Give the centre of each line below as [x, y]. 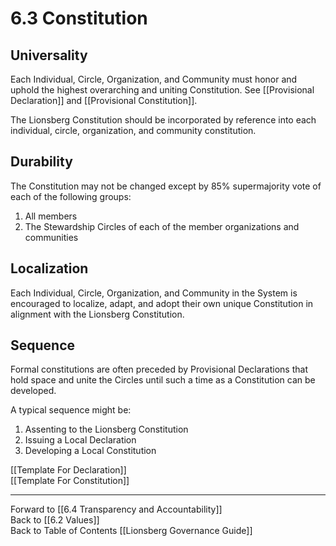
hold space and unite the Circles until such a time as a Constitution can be [163, 380]
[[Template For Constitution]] [70, 481]
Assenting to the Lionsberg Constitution [106, 429]
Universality [49, 55]
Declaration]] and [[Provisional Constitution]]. [104, 100]
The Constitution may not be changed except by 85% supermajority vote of [166, 186]
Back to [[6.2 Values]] [55, 520]
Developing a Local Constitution [90, 451]
